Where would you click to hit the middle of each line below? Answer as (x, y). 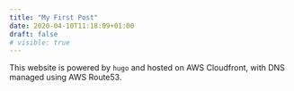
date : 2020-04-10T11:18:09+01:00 (72, 26)
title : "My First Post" (54, 17)
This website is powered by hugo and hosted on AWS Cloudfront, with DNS (147, 68)
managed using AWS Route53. (66, 78)
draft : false (34, 34)
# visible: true (40, 42)
